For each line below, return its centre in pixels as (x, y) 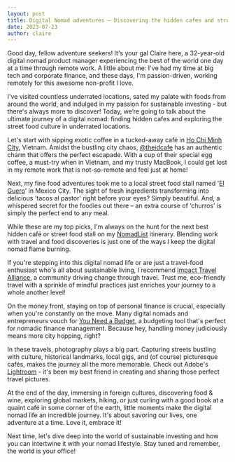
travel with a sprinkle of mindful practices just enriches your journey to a (112, 285)
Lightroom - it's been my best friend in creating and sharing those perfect (113, 372)
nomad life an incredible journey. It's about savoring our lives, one (102, 415)
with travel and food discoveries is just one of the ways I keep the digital (111, 242)
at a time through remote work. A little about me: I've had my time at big (111, 68)
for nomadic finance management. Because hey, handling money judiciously (117, 328)
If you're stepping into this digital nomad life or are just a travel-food (105, 263)
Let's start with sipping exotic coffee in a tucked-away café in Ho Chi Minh (115, 140)
